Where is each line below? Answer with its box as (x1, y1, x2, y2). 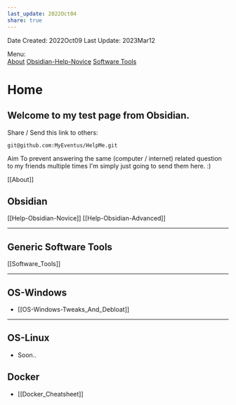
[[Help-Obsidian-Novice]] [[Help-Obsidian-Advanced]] (7, 214, 166, 223)
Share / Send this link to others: (7, 128, 98, 137)
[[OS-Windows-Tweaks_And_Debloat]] (17, 305, 130, 313)
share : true (7, 17, 42, 24)
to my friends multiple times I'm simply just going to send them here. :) (7, 161, 211, 170)
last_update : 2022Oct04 (7, 10, 77, 18)
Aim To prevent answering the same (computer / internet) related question (7, 154, 223, 162)
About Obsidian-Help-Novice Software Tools (7, 57, 137, 65)
